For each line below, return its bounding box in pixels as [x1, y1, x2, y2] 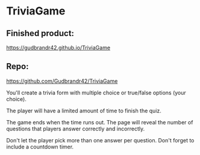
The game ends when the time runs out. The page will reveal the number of [6, 118, 193, 126]
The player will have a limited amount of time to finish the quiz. [6, 107, 161, 114]
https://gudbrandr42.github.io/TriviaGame [6, 44, 110, 51]
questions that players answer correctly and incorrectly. [6, 125, 145, 132]
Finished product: [6, 28, 74, 38]
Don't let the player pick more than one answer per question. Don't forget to [6, 136, 195, 144]
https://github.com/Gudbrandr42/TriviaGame [6, 77, 118, 85]
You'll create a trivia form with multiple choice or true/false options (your [6, 89, 187, 96]
